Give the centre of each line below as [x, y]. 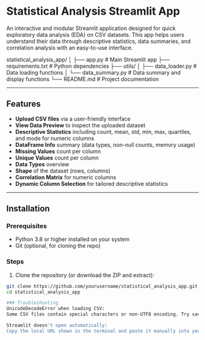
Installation [28, 209]
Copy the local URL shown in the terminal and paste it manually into [98, 331]
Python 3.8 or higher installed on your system [72, 239]
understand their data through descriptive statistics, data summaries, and [99, 41]
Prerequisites [27, 226]
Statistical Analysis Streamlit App [93, 11]
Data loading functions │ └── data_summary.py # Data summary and [94, 72]
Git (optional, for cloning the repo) [58, 246]
